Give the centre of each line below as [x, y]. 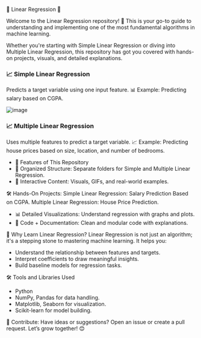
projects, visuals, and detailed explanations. [68, 58]
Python [24, 291]
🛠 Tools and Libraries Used [41, 277]
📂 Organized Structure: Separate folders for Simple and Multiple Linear [103, 168]
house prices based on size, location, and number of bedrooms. [86, 150]
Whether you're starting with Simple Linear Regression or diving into [91, 45]
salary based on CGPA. [35, 99]
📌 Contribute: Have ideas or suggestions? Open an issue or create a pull [96, 322]
